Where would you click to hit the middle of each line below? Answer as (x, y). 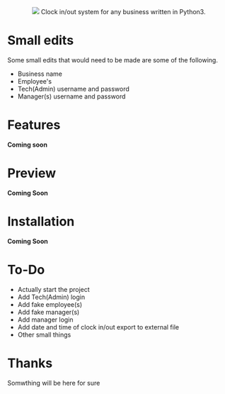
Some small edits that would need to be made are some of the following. (112, 60)
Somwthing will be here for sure (54, 383)
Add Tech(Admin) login (51, 297)
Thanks (30, 363)
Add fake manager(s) (48, 312)
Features (34, 125)
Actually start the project (53, 289)
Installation (41, 221)
